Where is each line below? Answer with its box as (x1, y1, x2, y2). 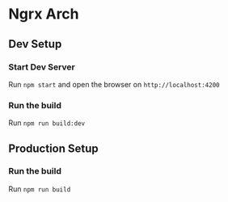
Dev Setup (8, 37, 62, 51)
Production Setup (8, 141, 99, 155)
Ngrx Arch (8, 5, 79, 23)
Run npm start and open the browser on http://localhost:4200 (8, 79, 220, 89)
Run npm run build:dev (8, 118, 86, 128)
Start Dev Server (8, 61, 75, 73)
